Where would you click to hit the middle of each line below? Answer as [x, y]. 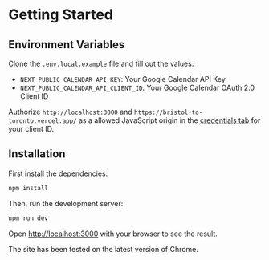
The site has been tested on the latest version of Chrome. [104, 249]
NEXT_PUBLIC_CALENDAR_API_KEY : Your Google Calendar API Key [123, 79]
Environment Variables [67, 45]
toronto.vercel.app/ [43, 121]
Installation [37, 154]
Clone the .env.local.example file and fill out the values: [101, 63]
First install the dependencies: [58, 173]
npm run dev [28, 218]
